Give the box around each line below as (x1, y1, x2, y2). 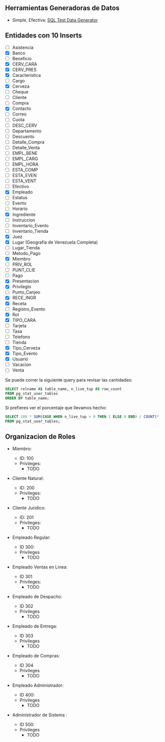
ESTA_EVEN (12, 173, 37, 178)
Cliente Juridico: (12, 505, 46, 511)
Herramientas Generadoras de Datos (5, 4, 120, 12)
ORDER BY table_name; (5, 396, 50, 401)
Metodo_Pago (12, 250, 41, 256)
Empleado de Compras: (12, 653, 60, 659)
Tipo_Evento (12, 351, 38, 356)
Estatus (12, 195, 28, 201)
